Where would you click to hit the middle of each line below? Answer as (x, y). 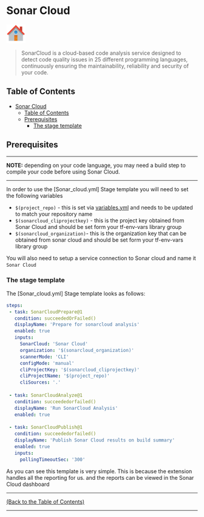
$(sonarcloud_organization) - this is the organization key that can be (101, 233)
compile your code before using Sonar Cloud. (63, 172)
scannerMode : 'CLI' (44, 357)
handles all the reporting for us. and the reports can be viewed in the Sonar (100, 477)
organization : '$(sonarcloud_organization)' (77, 350)
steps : (15, 305)
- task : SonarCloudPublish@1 (46, 427)
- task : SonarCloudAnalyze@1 (46, 396)
